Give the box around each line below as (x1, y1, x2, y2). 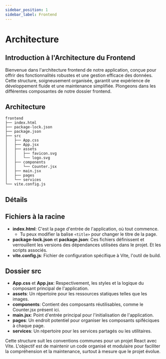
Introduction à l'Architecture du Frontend (5, 54, 135, 62)
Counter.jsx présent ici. (12, 307, 60, 313)
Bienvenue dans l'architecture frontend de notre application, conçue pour (5, 67, 156, 73)
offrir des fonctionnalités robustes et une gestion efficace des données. (5, 72, 153, 78)
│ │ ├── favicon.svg (5, 151, 57, 156)
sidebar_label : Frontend (5, 12, 57, 17)
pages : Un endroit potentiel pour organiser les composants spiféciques (12, 317, 159, 323)
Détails (5, 195, 27, 204)
